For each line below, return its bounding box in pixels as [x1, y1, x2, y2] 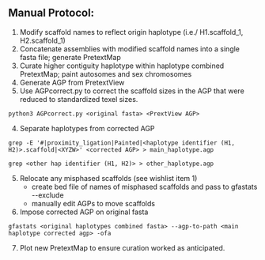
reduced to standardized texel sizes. [19, 94, 138, 104]
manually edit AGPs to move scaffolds [31, 198, 156, 208]
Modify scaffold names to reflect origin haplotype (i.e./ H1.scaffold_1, [19, 27, 244, 36]
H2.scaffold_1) [19, 36, 66, 45]
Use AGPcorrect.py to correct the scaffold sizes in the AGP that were [19, 86, 245, 96]
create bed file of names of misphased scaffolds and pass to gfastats [31, 182, 258, 191]
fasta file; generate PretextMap [19, 52, 121, 62]
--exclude [31, 190, 65, 200]
